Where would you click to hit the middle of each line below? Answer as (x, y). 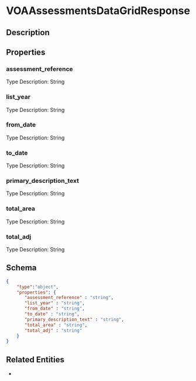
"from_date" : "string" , (54, 309)
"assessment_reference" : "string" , (69, 298)
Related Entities (35, 360)
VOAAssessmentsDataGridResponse (98, 11)
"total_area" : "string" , (56, 325)
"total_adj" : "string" (53, 330)
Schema (21, 268)
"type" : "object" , (38, 287)
